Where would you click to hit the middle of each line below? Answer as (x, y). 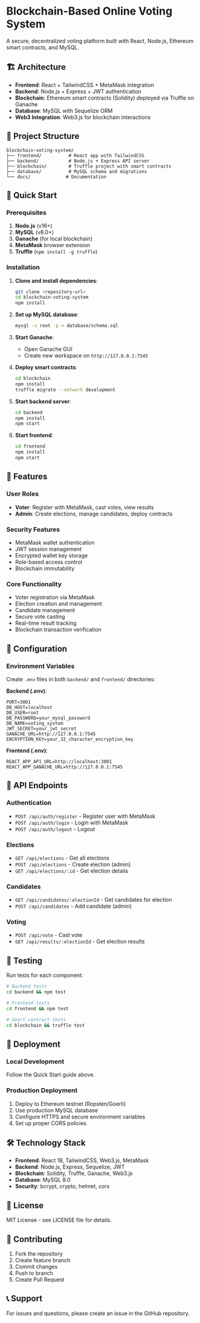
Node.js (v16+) (34, 226)
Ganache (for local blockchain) (53, 239)
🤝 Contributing (34, 1239)
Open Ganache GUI (48, 349)
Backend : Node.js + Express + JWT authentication (78, 91)
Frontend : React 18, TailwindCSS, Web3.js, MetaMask (82, 1160)
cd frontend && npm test (37, 1008)
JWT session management (48, 549)
